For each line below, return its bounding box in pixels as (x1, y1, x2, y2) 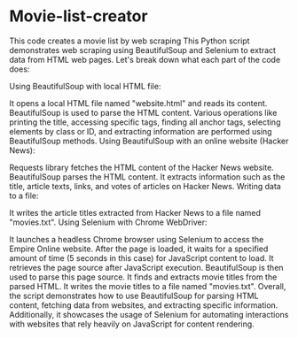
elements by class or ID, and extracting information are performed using (9, 126, 272, 136)
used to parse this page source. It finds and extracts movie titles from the (9, 272, 278, 282)
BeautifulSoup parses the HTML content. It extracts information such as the (9, 171, 286, 182)
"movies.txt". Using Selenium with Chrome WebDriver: (9, 217, 208, 227)
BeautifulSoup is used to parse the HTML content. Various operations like (9, 107, 278, 118)
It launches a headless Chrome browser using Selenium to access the (9, 234, 264, 244)
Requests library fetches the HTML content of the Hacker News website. (9, 162, 275, 173)
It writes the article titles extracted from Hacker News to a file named (9, 207, 262, 218)
